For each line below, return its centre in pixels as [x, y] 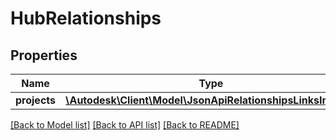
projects [36, 100]
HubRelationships [86, 18]
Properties [44, 55]
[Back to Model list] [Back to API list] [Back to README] [125, 125]
